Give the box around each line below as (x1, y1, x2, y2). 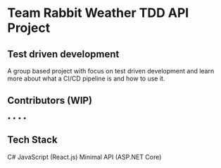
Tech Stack (7, 134, 58, 146)
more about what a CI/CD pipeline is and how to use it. (7, 74, 165, 83)
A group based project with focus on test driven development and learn (7, 67, 215, 75)
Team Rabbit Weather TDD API (7, 5, 189, 21)
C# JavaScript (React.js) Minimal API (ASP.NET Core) (7, 152, 162, 161)
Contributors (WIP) (7, 95, 93, 107)
